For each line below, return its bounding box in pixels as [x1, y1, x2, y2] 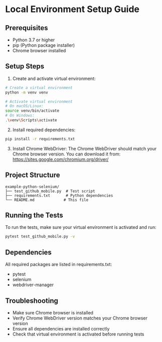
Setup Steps [5, 62, 44, 71]
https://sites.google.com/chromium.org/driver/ [12, 156, 109, 162]
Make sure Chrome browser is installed [12, 309, 94, 315]
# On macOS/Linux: [5, 104, 44, 109]
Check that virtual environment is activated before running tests [12, 331, 144, 337]
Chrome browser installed [12, 48, 66, 53]
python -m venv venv [5, 90, 49, 95]
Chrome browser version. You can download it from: [12, 151, 121, 157]
